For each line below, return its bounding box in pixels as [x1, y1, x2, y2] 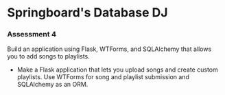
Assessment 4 [7, 30, 57, 39]
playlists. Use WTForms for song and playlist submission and [16, 73, 190, 81]
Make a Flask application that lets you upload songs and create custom [16, 65, 218, 74]
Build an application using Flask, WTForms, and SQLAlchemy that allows [7, 45, 212, 53]
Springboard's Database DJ [7, 5, 168, 21]
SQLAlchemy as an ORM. [16, 81, 88, 89]
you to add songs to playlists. [7, 52, 91, 61]
